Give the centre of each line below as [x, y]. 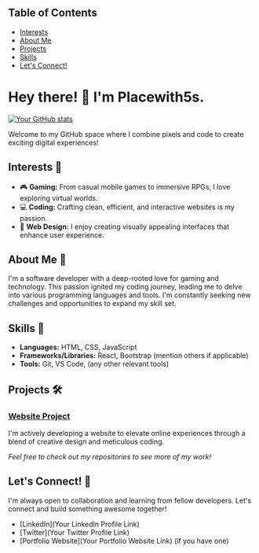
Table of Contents [53, 13]
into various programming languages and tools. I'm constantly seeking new [129, 295]
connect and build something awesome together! [88, 509]
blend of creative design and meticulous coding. [86, 441]
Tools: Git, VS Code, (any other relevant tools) [94, 364]
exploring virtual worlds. [58, 198]
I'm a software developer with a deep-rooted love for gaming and [114, 278]
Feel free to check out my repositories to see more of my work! [110, 456]
